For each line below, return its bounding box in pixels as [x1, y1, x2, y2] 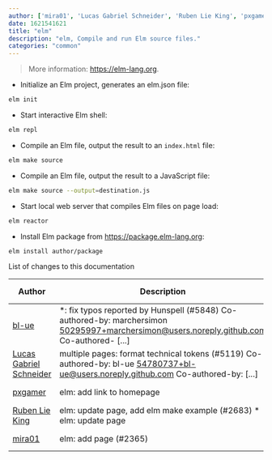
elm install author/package [8, 247, 104, 255]
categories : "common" [8, 42, 82, 50]
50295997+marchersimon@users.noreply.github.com [59, 325, 267, 336]
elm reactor [8, 216, 49, 225]
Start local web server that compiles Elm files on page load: [19, 201, 219, 211]
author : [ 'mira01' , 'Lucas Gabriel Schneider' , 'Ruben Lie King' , [8, 11, 237, 20]
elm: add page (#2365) [59, 433, 148, 445]
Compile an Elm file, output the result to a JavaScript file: [19, 171, 210, 181]
